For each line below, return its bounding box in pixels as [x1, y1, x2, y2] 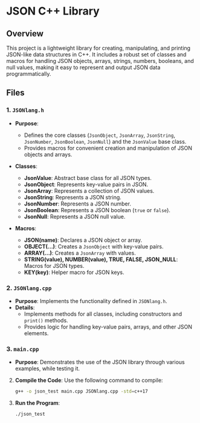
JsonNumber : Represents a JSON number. [24, 200, 132, 207]
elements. [24, 329, 49, 337]
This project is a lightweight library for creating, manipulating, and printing [6, 44, 191, 52]
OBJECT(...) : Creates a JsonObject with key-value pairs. [24, 242, 164, 250]
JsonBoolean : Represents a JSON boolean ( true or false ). [24, 206, 171, 213]
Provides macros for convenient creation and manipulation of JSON [24, 144, 192, 152]
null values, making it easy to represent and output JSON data [6, 64, 161, 71]
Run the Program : [15, 399, 60, 407]
